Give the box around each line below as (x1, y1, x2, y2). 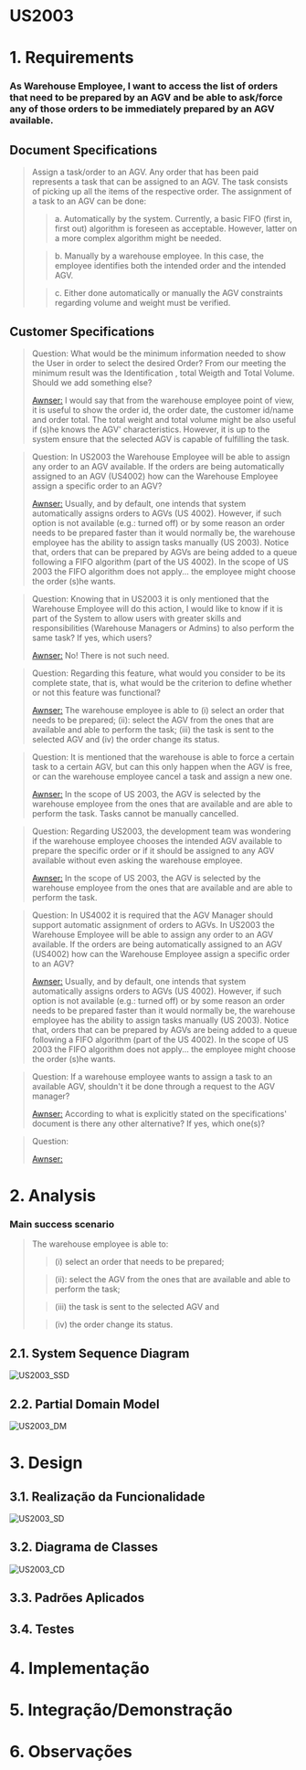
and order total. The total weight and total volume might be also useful (31, 414, 297, 425)
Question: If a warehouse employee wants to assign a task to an (31, 1070, 273, 1082)
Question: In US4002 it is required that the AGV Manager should (31, 910, 274, 921)
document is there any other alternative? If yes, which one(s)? (31, 1118, 265, 1129)
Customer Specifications (9, 323, 155, 339)
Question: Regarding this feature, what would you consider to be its (31, 668, 286, 679)
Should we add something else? (31, 376, 153, 388)
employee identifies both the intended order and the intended (54, 260, 286, 271)
